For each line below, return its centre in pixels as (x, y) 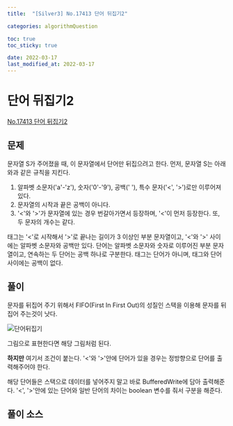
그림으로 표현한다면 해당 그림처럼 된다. (59, 343)
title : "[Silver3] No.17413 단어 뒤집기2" (67, 14)
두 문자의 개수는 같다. (46, 222)
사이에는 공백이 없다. (35, 262)
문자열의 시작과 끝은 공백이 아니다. (64, 204)
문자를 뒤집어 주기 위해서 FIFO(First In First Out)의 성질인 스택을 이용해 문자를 (113, 305)
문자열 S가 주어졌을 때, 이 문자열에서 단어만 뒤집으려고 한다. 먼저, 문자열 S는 (110, 164)
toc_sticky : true (32, 45)
